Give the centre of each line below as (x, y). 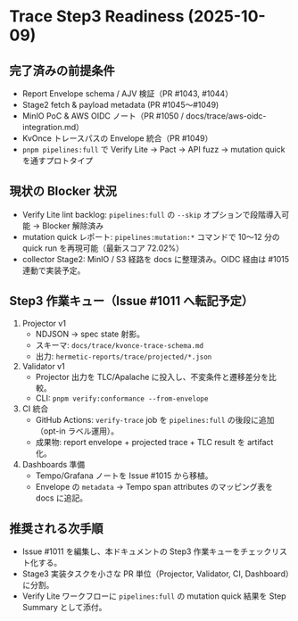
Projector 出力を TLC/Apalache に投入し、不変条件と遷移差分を (152, 377)
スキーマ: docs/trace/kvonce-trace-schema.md (119, 344)
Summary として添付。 (64, 608)
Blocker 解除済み (73, 226)
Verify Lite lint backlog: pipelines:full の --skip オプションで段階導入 (152, 214)
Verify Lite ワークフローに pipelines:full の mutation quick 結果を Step (154, 596)
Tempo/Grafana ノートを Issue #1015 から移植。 (124, 476)
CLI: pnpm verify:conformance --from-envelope (122, 398)
